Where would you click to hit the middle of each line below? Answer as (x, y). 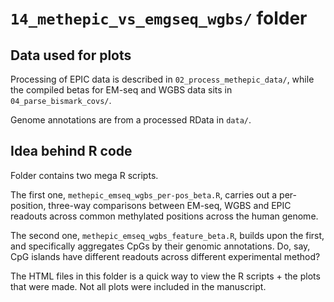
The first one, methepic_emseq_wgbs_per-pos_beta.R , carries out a (144, 194)
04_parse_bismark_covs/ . (61, 100)
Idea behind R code (71, 151)
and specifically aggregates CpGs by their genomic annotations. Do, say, (160, 246)
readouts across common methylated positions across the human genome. (164, 216)
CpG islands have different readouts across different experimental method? (165, 256)
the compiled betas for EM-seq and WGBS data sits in (121, 90)
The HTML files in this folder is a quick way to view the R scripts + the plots (165, 276)
